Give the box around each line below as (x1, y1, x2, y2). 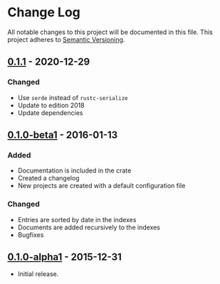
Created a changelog (17, 174, 80, 182)
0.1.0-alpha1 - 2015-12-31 (7, 251, 122, 263)
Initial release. (17, 270, 59, 278)
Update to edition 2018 (17, 101, 85, 109)
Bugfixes (17, 230, 44, 239)
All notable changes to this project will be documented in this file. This (7, 28, 214, 36)
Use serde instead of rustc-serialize (17, 93, 128, 102)
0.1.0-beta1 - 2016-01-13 (7, 129, 118, 141)
